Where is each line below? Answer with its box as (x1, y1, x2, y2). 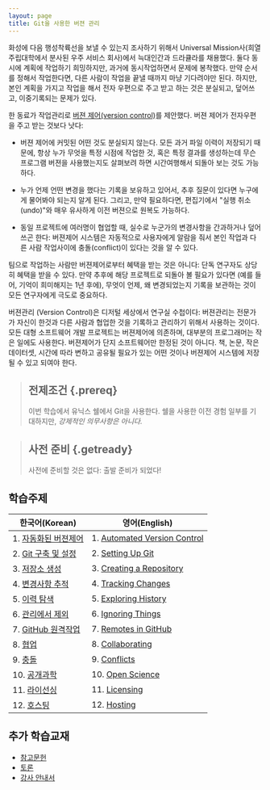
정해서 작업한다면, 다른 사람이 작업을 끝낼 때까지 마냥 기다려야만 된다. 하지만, (16, 73, 258, 82)
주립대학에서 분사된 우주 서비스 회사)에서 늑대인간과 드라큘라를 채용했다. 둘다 (8, 53, 250, 62)
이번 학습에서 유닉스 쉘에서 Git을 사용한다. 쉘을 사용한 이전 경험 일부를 (27, 406, 248, 416)
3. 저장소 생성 (12, 563, 62, 574)
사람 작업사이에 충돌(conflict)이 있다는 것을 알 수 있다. (28, 242, 199, 252)
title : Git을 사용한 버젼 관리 (8, 19, 100, 27)
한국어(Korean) (19, 517, 77, 528)
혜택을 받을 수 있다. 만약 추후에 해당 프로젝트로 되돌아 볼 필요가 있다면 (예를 (16, 270, 254, 279)
